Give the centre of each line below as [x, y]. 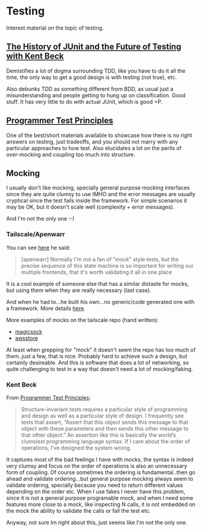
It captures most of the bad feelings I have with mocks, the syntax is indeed [100, 459]
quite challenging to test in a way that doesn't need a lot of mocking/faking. [100, 369]
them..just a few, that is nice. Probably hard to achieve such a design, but [97, 356]
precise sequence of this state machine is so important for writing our [107, 265]
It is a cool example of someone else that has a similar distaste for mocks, [98, 283]
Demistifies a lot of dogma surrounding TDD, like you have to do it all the [96, 71]
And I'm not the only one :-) [41, 219]
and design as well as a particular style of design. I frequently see [103, 416]
